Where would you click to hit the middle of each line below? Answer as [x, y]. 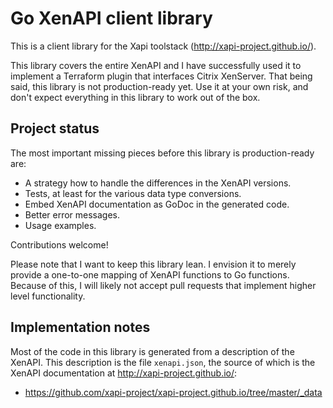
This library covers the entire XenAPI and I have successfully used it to [156, 65]
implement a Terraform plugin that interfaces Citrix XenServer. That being [161, 76]
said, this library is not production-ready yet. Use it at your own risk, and [159, 86]
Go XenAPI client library [111, 18]
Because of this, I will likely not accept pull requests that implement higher [163, 285]
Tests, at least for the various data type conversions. [133, 193]
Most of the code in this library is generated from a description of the [152, 351]
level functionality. [48, 296]
